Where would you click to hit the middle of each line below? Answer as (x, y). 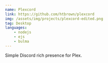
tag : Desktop (18, 23)
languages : (16, 28)
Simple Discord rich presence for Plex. (44, 55)
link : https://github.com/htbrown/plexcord (50, 14)
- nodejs (23, 32)
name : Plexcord (20, 10)
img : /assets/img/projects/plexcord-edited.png (54, 19)
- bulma (21, 42)
